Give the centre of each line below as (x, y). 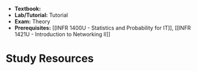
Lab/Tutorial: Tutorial (41, 15)
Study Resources (50, 59)
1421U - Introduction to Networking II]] (62, 34)
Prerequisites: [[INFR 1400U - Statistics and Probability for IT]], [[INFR (103, 28)
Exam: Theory (32, 21)
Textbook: (28, 9)
